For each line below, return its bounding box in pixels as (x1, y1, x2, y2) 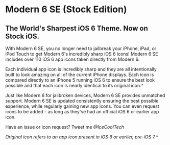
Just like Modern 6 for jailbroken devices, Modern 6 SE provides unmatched (5, 92, 165, 98)
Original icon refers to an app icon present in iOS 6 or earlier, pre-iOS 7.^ (5, 134, 158, 140)
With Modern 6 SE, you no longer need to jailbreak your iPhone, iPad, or (5, 45, 157, 52)
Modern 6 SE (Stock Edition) (5, 4, 127, 15)
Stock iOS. (5, 32, 40, 40)
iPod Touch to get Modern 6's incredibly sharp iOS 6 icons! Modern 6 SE (5, 51, 158, 57)
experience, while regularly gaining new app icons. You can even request (5, 103, 159, 109)
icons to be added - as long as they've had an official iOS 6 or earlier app (5, 109, 159, 114)
